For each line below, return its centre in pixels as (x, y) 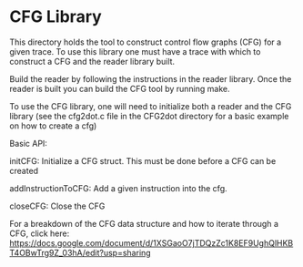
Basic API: (29, 143)
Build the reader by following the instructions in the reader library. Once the (151, 78)
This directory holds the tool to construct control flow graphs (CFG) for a (146, 42)
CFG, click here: (40, 233)
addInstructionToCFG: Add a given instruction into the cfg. (118, 188)
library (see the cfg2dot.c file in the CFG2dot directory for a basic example (149, 116)
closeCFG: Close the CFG (57, 206)
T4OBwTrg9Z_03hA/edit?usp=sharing (81, 252)
